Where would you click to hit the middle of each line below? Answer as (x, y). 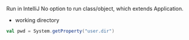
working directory (37, 20)
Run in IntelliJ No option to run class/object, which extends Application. (95, 9)
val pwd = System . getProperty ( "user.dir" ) (60, 31)
